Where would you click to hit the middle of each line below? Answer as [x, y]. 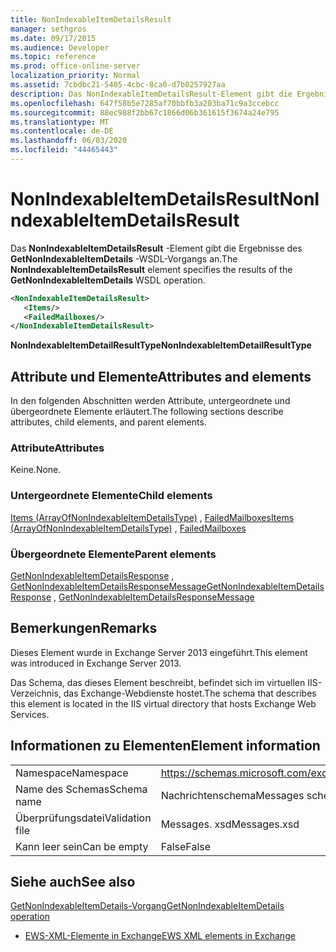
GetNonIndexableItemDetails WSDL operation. [108, 280]
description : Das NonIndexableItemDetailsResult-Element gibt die [151, 94]
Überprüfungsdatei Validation [83, 818]
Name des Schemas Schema [81, 789]
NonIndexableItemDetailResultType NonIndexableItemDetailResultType [161, 345]
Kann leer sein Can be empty [82, 846]
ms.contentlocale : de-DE [62, 131]
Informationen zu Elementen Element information [165, 746]
